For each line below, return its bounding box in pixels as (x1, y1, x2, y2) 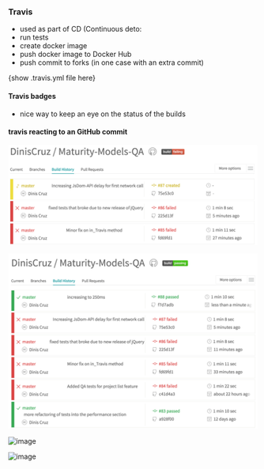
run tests (19, 32, 49, 42)
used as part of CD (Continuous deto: (19, 25, 142, 34)
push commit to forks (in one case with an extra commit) (19, 58, 204, 67)
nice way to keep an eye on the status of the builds (19, 109, 186, 119)
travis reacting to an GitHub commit (8, 127, 128, 137)
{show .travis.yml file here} (8, 74, 96, 83)
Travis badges (8, 91, 57, 100)
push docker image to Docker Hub (19, 50, 132, 59)
